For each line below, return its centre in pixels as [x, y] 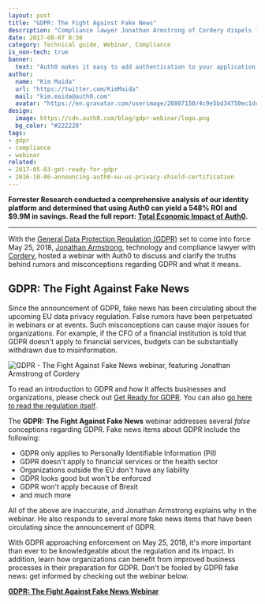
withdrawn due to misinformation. [63, 350]
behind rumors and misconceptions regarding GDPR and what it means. [125, 264]
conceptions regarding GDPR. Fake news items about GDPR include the [124, 429]
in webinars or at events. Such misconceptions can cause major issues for [129, 325]
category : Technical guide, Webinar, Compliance [90, 45]
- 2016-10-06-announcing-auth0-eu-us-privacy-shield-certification [121, 177]
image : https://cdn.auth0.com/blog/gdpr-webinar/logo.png [113, 118]
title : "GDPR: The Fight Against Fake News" [82, 23]
